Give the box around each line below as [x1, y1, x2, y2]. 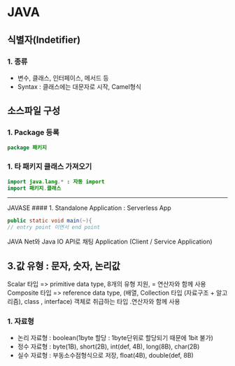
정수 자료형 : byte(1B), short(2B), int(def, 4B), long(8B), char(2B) [17, 342, 200, 351]
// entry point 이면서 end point [7, 224, 100, 231]
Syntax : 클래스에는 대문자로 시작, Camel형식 [17, 82, 142, 91]
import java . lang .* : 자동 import [7, 178, 105, 185]
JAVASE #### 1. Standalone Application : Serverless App [7, 204, 171, 212]
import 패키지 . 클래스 [7, 185, 62, 192]
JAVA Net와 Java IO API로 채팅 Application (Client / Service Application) [7, 237, 213, 246]
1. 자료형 [7, 316, 35, 326]
